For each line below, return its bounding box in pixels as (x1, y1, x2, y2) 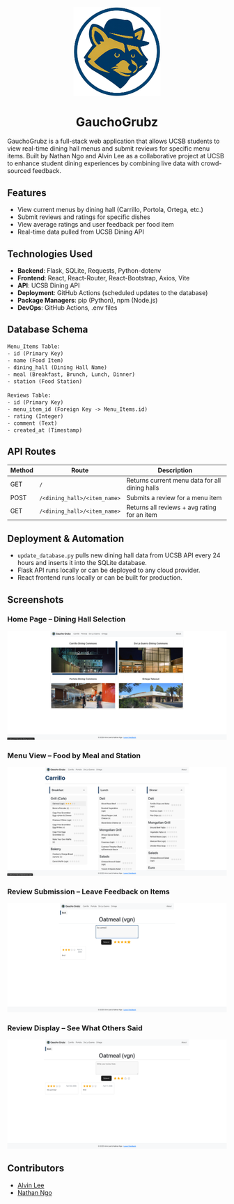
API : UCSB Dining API (17, 281, 80, 289)
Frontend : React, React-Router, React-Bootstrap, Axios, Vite (17, 273, 190, 282)
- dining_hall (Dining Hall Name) (7, 363, 108, 371)
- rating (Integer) (7, 412, 64, 420)
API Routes (7, 446, 56, 458)
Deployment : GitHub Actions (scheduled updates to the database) (17, 288, 208, 296)
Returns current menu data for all (126, 476, 221, 485)
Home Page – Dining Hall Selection (7, 615, 126, 624)
